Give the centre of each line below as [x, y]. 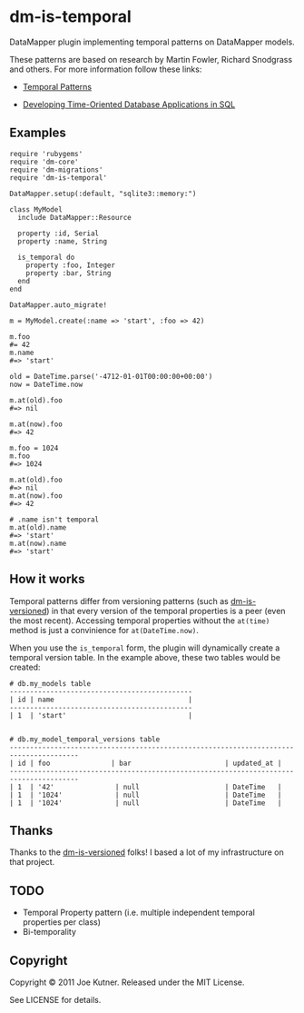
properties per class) [62, 922]
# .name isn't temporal [54, 520]
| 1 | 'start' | [101, 715]
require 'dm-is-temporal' [58, 178]
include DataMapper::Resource [74, 217]
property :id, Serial [59, 233]
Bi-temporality [49, 932]
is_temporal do [46, 257]
